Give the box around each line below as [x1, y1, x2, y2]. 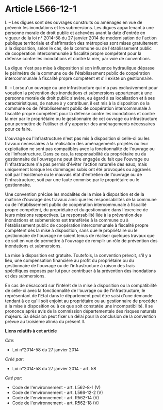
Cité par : [5, 375, 23, 381]
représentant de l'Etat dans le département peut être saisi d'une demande [5, 292, 153, 298]
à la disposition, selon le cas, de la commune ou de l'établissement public [5, 45, 152, 51]
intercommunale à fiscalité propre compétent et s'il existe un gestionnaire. [5, 75, 153, 81]
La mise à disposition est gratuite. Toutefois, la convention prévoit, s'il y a [5, 252, 151, 258]
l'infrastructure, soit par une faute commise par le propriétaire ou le [5, 176, 140, 183]
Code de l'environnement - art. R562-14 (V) [12, 394, 99, 400]
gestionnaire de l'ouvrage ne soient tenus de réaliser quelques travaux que [5, 232, 155, 239]
